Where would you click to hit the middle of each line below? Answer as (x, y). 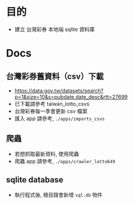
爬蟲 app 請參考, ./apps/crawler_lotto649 (65, 161)
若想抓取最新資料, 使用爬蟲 (47, 154)
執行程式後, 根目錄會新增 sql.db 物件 (59, 195)
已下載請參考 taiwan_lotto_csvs (52, 103)
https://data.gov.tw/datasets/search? (59, 91)
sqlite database (35, 180)
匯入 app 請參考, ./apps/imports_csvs (59, 118)
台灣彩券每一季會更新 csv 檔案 (51, 111)
